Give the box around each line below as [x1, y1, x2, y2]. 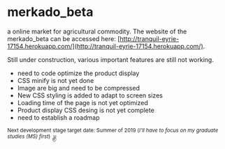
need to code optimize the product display [17, 69, 140, 77]
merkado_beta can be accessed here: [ [7, 34, 120, 42]
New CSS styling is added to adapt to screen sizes [17, 91, 163, 100]
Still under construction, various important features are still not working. [7, 55, 215, 63]
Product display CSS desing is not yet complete [17, 106, 155, 114]
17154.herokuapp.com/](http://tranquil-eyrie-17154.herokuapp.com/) [7, 42, 204, 50]
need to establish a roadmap [17, 113, 100, 122]
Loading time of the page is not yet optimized [17, 98, 148, 107]
